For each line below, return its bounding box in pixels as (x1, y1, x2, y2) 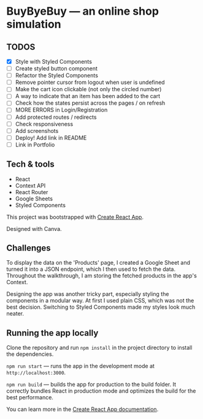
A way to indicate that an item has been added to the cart (15, 92, 161, 100)
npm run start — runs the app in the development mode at (6, 363, 155, 370)
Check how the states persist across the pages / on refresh (15, 99, 166, 107)
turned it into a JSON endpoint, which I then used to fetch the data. (6, 265, 176, 273)
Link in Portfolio (15, 141, 55, 148)
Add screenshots (15, 127, 59, 134)
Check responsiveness (15, 120, 74, 127)
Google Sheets (15, 195, 53, 202)
